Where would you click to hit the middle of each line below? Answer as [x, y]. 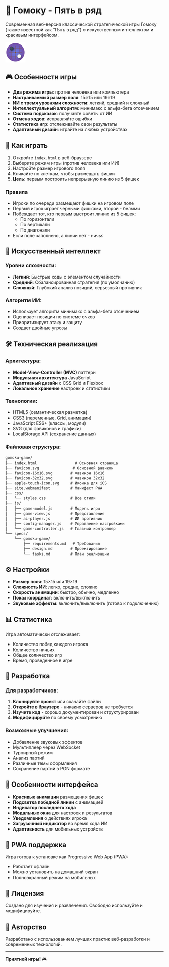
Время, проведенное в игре [43, 660]
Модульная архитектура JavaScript [51, 377]
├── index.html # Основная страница [62, 463]
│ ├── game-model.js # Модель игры [53, 509]
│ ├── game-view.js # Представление [55, 514]
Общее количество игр [37, 655]
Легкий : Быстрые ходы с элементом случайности [66, 277]
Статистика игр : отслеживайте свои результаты [65, 124]
